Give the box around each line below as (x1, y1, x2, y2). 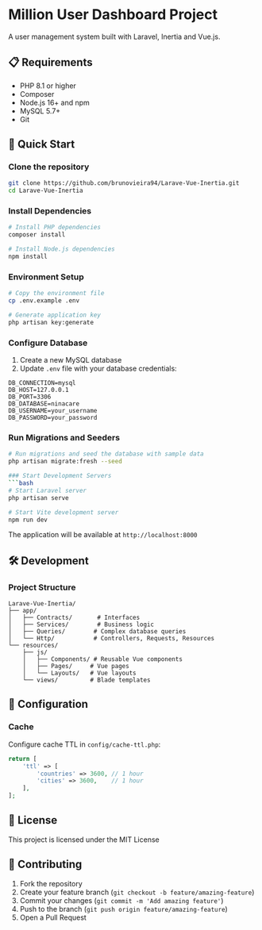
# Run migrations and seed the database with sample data (8, 450, 204, 458)
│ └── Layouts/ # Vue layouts (22, 669, 137, 678)
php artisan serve (8, 494, 69, 502)
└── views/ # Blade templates (22, 676, 151, 684)
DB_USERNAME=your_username (8, 407, 98, 415)
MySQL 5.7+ (19, 106, 61, 116)
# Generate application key (8, 311, 102, 319)
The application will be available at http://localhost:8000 (8, 530, 198, 540)
